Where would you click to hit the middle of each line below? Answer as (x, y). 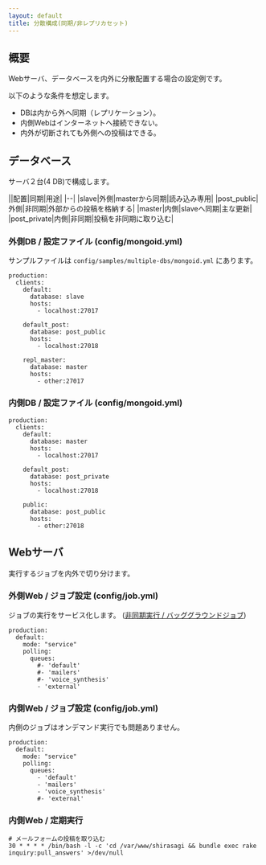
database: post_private (70, 476)
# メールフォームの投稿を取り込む (57, 839)
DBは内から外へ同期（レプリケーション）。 (90, 113)
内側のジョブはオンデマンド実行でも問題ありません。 (96, 728)
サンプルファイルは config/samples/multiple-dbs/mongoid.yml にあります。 (133, 260)
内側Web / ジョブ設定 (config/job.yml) (84, 708)
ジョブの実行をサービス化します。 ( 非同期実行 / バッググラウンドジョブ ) (127, 615)
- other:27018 (61, 526)
